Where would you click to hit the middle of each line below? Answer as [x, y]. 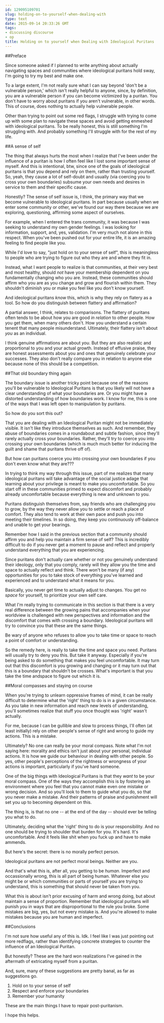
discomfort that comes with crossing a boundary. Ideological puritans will [79, 620]
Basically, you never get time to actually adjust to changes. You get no [76, 590]
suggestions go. [21, 976]
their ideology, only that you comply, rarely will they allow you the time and [80, 565]
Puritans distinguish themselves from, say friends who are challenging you [80, 504]
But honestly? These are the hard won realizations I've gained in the [73, 956]
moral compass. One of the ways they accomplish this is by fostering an [78, 781]
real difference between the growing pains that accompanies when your [78, 610]
